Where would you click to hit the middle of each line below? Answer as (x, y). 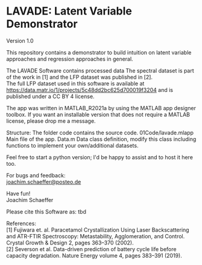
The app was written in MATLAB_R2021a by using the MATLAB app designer (101, 108)
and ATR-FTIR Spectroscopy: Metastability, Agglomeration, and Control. (96, 236)
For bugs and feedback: (36, 175)
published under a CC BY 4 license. (50, 96)
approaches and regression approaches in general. (70, 59)
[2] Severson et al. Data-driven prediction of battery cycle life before (91, 249)
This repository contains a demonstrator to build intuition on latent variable (99, 52)
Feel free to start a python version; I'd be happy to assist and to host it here (99, 157)
